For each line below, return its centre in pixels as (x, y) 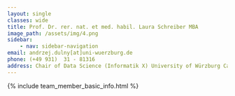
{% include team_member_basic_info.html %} (73, 85)
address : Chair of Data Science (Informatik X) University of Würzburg (114, 66)
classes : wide (28, 20)
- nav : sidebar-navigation (59, 46)
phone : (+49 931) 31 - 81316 (51, 60)
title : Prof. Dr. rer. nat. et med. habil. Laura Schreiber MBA (103, 27)
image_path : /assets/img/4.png (53, 33)
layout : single (29, 14)
